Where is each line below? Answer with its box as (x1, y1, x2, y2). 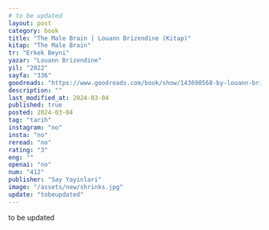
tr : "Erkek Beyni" (8, 49, 70, 57)
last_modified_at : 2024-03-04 (8, 94, 110, 102)
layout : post (8, 19, 52, 27)
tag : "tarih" (8, 116, 52, 124)
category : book (8, 26, 59, 34)
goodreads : (8, 79, 45, 87)
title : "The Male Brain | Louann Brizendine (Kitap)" (8, 34, 192, 42)
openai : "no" (8, 161, 52, 169)
